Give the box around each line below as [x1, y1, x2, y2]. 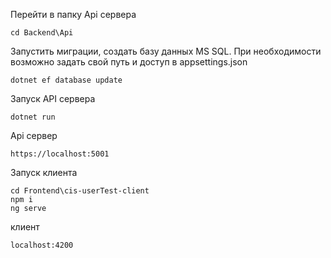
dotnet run [10, 112, 56, 122]
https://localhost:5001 [10, 149, 110, 159]
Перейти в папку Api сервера [10, 9, 137, 20]
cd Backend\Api [10, 28, 74, 38]
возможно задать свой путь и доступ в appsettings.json [10, 56, 248, 68]
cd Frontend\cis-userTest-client [10, 186, 150, 196]
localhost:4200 [10, 240, 74, 250]
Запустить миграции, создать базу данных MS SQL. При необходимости [10, 45, 322, 57]
